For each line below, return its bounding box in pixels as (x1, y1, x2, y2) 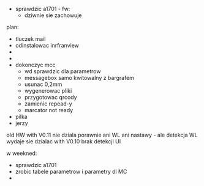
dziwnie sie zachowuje (24, 12, 82, 19)
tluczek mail (15, 35, 46, 42)
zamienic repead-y (24, 100, 72, 107)
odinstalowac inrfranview (15, 42, 80, 49)
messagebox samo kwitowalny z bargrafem (24, 74, 135, 81)
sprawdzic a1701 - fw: (15, 5, 70, 12)
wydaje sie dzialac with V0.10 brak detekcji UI (6, 138, 121, 145)
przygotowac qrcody (24, 94, 78, 101)
